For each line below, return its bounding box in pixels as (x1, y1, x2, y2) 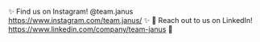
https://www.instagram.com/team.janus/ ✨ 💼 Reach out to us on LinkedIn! (8, 16, 253, 25)
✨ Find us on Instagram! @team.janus (8, 7, 134, 16)
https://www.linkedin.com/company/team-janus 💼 (8, 25, 173, 34)
